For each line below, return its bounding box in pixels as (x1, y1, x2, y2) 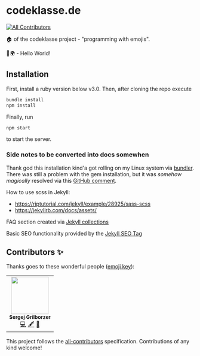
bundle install (6, 96, 44, 102)
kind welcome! (6, 344, 42, 351)
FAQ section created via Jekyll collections (6, 218, 109, 225)
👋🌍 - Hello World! (6, 49, 51, 57)
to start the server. (6, 135, 52, 143)
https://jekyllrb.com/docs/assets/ (14, 206, 97, 213)
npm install (6, 102, 36, 108)
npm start (6, 125, 31, 131)
